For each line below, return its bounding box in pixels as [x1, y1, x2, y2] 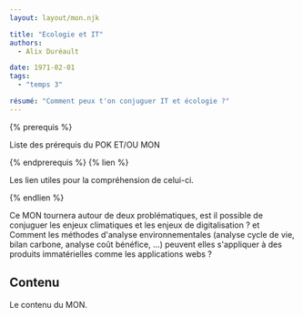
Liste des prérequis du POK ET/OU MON [9, 138, 161, 150]
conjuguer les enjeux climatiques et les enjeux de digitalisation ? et [9, 220, 260, 230]
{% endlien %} [9, 192, 65, 203]
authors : [9, 38, 43, 47]
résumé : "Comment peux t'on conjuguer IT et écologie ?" [9, 97, 230, 106]
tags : [9, 72, 30, 81]
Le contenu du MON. [9, 299, 88, 310]
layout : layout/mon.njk [9, 13, 100, 23]
